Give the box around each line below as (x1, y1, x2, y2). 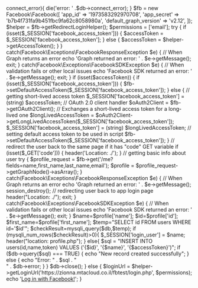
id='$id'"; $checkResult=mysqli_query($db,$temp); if (6, 225, 137, 232)
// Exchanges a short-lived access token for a (56, 105, 167, 112)
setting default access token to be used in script (6, 130, 124, 137)
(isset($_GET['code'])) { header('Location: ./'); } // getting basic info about (6, 149, 186, 156)
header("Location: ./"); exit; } (6, 194, 77, 200)
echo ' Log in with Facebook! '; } (6, 276, 82, 282)
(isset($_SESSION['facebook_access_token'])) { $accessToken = (6, 30, 164, 37)
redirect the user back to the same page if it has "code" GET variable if (6, 143, 179, 150)
